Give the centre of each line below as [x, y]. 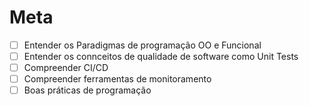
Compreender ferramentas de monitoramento [117, 79]
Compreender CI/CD [66, 68]
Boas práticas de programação [87, 90]
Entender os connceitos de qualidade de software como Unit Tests [161, 56]
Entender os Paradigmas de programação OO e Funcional [142, 45]
